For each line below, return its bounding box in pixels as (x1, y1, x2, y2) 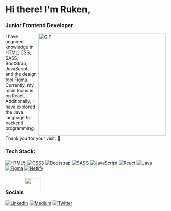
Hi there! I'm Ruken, (5, 4, 91, 15)
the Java (5, 109, 24, 115)
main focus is (5, 88, 34, 94)
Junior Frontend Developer (5, 22, 73, 29)
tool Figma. (5, 76, 29, 83)
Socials (5, 189, 24, 196)
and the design (5, 71, 37, 77)
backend (5, 120, 24, 126)
